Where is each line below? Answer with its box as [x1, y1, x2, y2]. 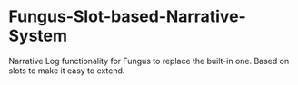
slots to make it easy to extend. [8, 65, 125, 76]
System [8, 25, 68, 46]
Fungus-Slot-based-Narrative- [8, 6, 246, 27]
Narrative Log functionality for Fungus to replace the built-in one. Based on [8, 55, 290, 66]
